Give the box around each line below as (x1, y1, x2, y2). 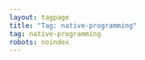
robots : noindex (9, 37, 69, 47)
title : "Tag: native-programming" (9, 21, 138, 30)
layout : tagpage (9, 12, 69, 22)
